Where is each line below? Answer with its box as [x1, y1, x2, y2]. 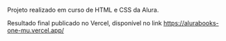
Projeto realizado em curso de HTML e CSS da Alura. [7, 6, 159, 14]
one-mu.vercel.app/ [7, 27, 65, 34]
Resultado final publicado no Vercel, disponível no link [7, 19, 162, 27]
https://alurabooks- [163, 19, 219, 27]
